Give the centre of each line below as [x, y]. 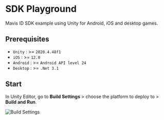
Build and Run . [21, 102]
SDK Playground [41, 9]
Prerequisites [27, 39]
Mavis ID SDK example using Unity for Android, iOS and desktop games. [82, 23]
